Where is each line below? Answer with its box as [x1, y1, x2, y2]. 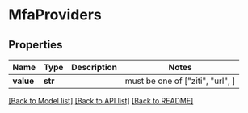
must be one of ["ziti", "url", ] [124, 75, 236, 86]
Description [71, 62, 117, 73]
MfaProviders [8, 6, 103, 24]
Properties [8, 38, 63, 52]
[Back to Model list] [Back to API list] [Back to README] [8, 96, 194, 106]
